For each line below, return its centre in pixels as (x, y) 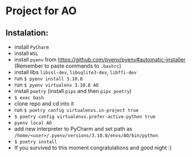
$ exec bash (29, 98)
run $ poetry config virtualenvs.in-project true (76, 110)
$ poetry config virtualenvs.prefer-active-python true (85, 117)
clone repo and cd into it (44, 104)
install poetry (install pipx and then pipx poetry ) (73, 91)
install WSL (26, 53)
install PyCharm (32, 47)
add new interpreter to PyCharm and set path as (73, 129)
